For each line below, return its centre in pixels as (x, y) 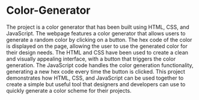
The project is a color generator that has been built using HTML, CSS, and (98, 27)
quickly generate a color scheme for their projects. (69, 90)
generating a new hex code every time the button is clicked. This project (96, 71)
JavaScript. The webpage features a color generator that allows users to (96, 33)
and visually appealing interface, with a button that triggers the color (91, 59)
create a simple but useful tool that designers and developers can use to (96, 84)
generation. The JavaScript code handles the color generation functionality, (100, 65)
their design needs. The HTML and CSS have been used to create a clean (97, 52)
